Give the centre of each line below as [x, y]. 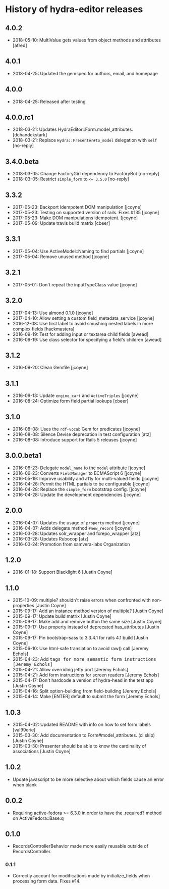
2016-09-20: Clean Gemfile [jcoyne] [50, 368]
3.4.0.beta [22, 161]
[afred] [20, 45]
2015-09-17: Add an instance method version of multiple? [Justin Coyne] [88, 611]
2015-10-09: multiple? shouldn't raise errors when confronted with [81, 600]
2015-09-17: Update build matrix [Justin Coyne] [62, 616]
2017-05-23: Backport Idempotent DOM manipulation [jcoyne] [77, 207]
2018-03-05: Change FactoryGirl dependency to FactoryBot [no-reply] [86, 174]
